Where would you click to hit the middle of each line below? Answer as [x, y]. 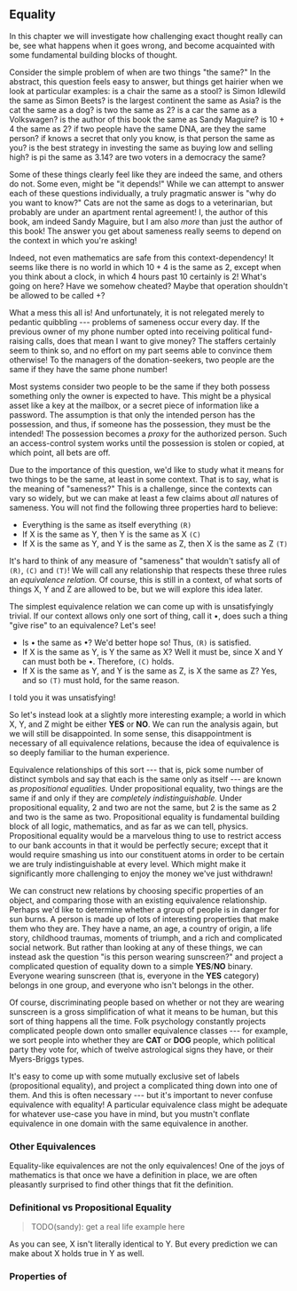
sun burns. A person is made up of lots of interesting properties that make [144, 919]
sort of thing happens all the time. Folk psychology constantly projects [137, 1021]
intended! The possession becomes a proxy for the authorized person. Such [148, 434]
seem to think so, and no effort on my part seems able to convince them [141, 350]
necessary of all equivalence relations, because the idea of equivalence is [144, 743]
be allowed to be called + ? [57, 295]
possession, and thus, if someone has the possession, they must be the [140, 424]
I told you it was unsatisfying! [63, 697]
